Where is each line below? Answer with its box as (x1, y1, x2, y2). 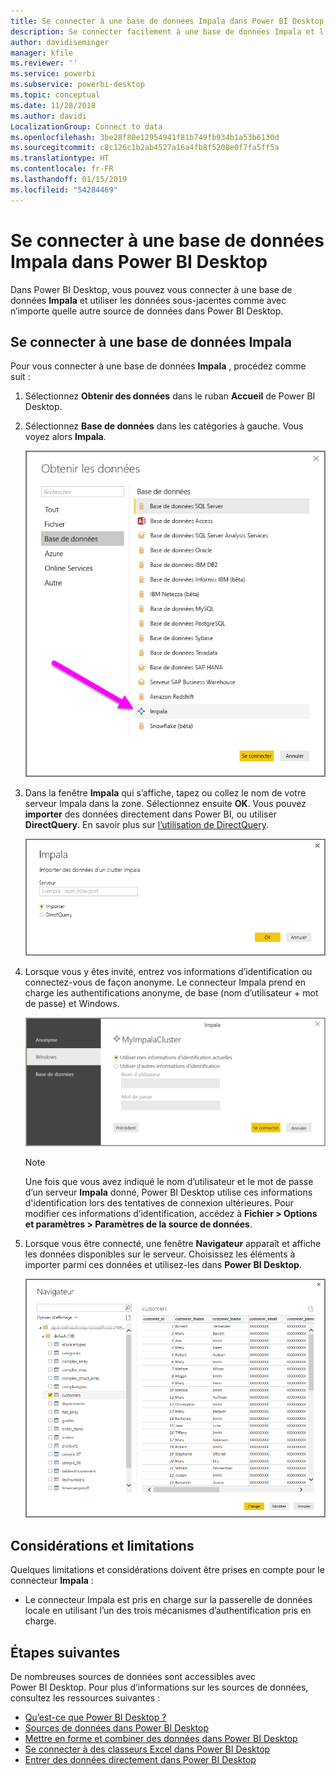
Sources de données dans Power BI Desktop (24, 1722, 210, 1734)
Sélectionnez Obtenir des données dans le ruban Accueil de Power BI (24, 390, 316, 402)
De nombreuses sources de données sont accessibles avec (10, 1671, 257, 1683)
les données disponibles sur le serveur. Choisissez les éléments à (24, 1248, 296, 1260)
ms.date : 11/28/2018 (10, 100, 97, 110)
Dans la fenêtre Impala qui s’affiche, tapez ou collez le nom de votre (24, 786, 307, 799)
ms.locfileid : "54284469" (10, 185, 118, 195)
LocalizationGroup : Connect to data (10, 121, 163, 132)
